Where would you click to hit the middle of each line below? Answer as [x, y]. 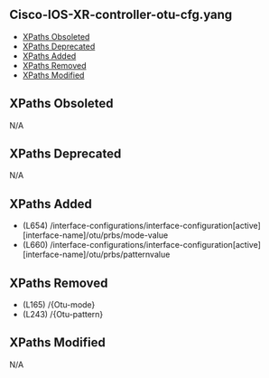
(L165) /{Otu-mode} [59, 305]
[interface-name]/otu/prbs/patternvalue [96, 255]
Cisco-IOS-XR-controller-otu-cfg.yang [121, 15]
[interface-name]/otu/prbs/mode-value [95, 235]
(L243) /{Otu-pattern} [63, 315]
